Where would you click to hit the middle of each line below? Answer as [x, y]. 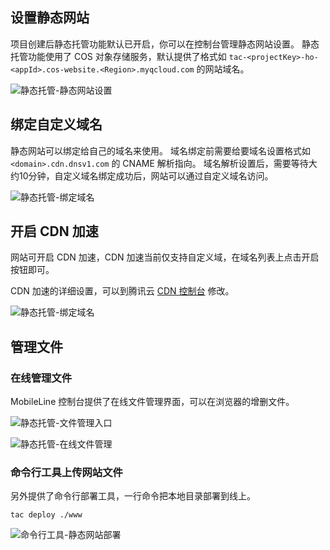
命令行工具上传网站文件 [66, 473]
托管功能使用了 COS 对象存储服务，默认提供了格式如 [118, 56]
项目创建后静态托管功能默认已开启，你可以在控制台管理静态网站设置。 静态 [165, 44]
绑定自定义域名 [56, 124]
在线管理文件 [41, 378]
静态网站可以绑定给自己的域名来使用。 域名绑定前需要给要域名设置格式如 [160, 150]
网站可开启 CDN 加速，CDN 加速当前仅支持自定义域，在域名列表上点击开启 [165, 257]
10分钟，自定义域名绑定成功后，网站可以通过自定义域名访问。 [146, 175]
